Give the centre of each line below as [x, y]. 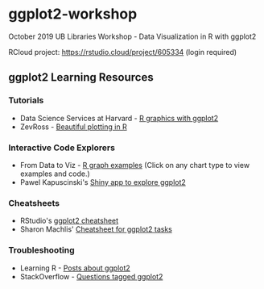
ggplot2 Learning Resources [81, 77]
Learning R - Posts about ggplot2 [75, 268]
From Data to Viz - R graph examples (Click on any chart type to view [135, 165]
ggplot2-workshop [73, 14]
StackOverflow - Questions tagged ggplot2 [91, 276]
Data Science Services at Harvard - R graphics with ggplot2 [119, 118]
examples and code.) [55, 174]
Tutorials [26, 100]
